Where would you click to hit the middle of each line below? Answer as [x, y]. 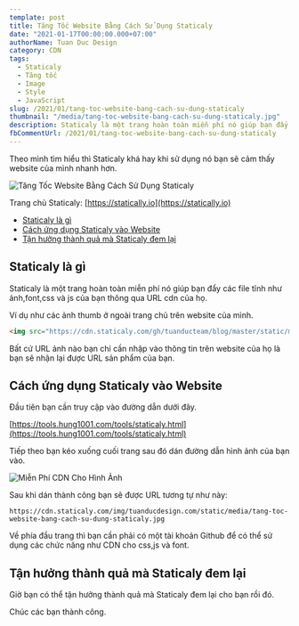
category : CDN [36, 51]
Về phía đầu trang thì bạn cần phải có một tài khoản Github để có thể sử [141, 536]
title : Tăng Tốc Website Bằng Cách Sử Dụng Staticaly [111, 26]
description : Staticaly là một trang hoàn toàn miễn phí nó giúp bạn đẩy [149, 126]
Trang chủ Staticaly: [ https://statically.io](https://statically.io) [120, 202]
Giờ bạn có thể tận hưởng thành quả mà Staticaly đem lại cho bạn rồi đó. [141, 595]
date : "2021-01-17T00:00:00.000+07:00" [83, 34]
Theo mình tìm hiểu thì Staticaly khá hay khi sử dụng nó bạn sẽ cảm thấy [142, 159]
